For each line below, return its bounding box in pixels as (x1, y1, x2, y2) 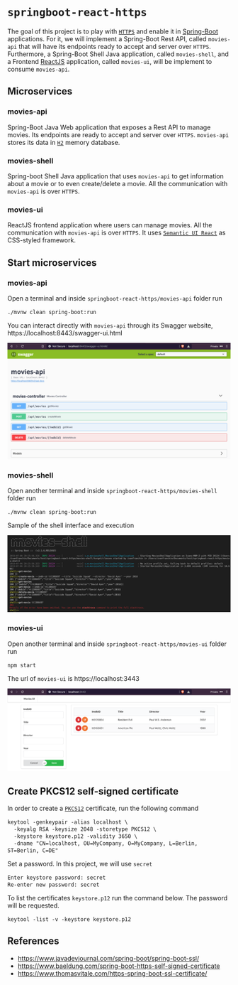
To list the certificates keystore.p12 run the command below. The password (7, 893, 228, 902)
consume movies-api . (7, 65, 70, 73)
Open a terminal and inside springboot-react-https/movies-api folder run (7, 294, 222, 302)
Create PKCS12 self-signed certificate (7, 785, 179, 797)
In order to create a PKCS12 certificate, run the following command (7, 804, 199, 812)
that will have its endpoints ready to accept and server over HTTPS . (18, 42, 211, 50)
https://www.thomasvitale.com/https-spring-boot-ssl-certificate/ (17, 969, 208, 977)
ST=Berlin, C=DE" (7, 846, 59, 854)
